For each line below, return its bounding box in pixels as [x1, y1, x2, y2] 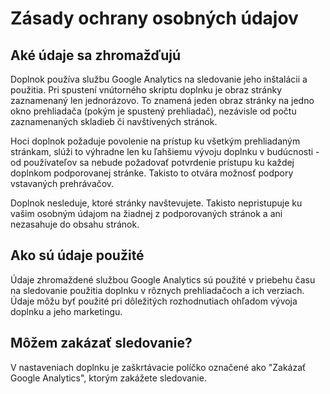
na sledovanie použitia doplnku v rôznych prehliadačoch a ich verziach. [10, 284, 305, 296]
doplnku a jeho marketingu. [10, 305, 123, 317]
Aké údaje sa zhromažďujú [10, 47, 182, 64]
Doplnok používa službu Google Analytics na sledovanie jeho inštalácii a [10, 73, 308, 85]
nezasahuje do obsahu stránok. [10, 218, 140, 230]
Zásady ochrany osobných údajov [10, 7, 299, 30]
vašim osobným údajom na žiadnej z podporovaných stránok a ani [10, 208, 283, 219]
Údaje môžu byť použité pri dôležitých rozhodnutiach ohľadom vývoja [10, 295, 298, 307]
